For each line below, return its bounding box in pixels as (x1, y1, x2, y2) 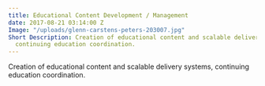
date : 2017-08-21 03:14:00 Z (8, 19, 104, 27)
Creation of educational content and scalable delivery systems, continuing (8, 62, 250, 71)
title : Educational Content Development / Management (8, 11, 189, 20)
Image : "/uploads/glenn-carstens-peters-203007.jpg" (8, 26, 185, 34)
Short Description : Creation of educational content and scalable (8, 33, 231, 41)
